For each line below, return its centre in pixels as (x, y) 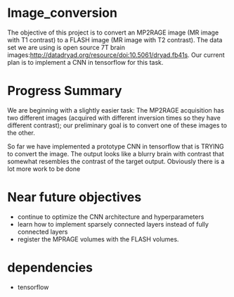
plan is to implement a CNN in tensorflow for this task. (85, 62)
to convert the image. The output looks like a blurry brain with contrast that (116, 153)
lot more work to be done (44, 169)
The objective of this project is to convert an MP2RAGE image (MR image (113, 32)
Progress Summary (65, 91)
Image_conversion (63, 13)
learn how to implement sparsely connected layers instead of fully (113, 224)
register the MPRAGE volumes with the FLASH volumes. (98, 239)
